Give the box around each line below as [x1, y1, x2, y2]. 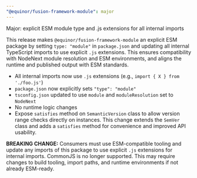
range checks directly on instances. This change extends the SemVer [14, 116, 180, 123]
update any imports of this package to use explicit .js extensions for [6, 146, 172, 153]
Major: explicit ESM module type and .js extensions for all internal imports [6, 25, 184, 32]
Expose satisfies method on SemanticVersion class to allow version [14, 110, 181, 117]
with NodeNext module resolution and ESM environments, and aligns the [6, 55, 182, 62]
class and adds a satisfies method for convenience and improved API [14, 122, 186, 129]
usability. [14, 129, 37, 136]
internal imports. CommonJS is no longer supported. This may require [6, 152, 175, 159]
